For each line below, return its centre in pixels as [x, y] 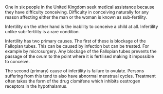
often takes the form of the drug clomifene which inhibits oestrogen [73, 81]
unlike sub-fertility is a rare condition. [43, 32]
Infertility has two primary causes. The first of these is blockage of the [75, 41]
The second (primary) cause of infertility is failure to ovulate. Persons [75, 71]
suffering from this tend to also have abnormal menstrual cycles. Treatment [80, 76]
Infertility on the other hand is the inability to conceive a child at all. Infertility [81, 27]
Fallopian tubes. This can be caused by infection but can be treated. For [77, 46]
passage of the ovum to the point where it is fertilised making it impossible [80, 56]
